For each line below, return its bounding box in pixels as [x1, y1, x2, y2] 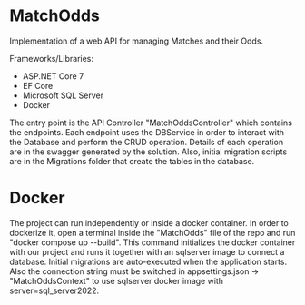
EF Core [22, 80, 54, 91]
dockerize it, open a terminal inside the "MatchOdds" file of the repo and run [9, 227, 296, 238]
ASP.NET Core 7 [22, 70, 84, 82]
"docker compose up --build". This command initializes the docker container [9, 237, 296, 248]
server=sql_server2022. [9, 285, 100, 296]
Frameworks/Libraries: [9, 53, 93, 64]
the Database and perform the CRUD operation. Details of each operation [9, 136, 284, 147]
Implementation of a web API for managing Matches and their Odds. [9, 35, 264, 46]
